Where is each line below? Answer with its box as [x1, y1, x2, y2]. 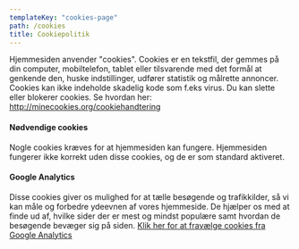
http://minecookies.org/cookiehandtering [9, 102, 161, 112]
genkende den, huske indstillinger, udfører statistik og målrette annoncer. [9, 73, 279, 84]
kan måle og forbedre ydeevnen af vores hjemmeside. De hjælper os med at [9, 201, 290, 212]
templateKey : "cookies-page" [9, 12, 118, 22]
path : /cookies [9, 21, 66, 30]
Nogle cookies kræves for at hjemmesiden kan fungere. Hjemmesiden [9, 142, 268, 153]
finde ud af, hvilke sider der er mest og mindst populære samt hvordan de [9, 211, 281, 221]
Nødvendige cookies [9, 121, 89, 132]
